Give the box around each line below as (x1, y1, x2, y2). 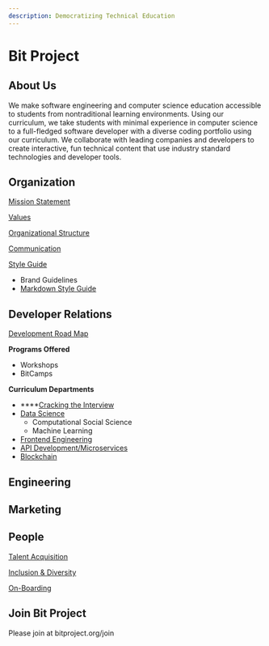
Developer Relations (8, 307, 112, 321)
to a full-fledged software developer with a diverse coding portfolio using (8, 126, 252, 136)
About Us (8, 79, 57, 93)
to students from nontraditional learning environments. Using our (8, 108, 225, 118)
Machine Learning (32, 426, 93, 436)
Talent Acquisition (8, 551, 69, 561)
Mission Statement (8, 197, 71, 206)
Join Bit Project (8, 606, 86, 620)
